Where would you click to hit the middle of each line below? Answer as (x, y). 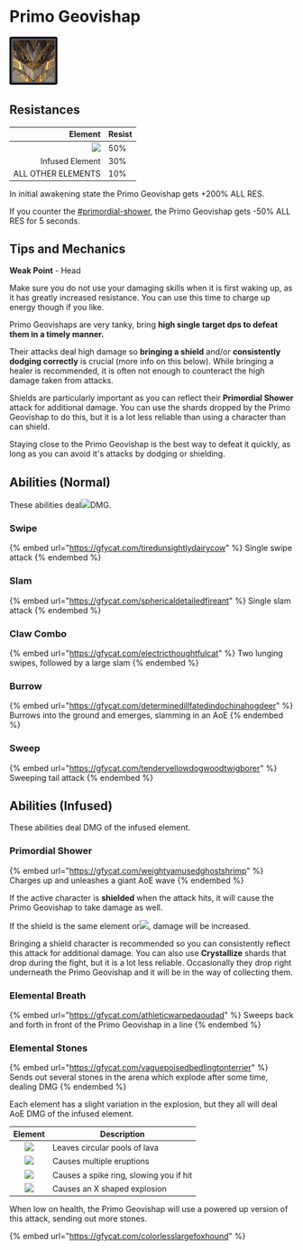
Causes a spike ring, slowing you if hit (123, 1175)
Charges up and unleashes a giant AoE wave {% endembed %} (127, 880)
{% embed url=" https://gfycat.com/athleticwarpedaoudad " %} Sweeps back (151, 1016)
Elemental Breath (48, 996)
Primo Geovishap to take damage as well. (86, 907)
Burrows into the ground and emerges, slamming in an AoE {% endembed (147, 715)
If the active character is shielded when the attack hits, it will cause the (142, 897)
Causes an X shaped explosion (110, 1189)
